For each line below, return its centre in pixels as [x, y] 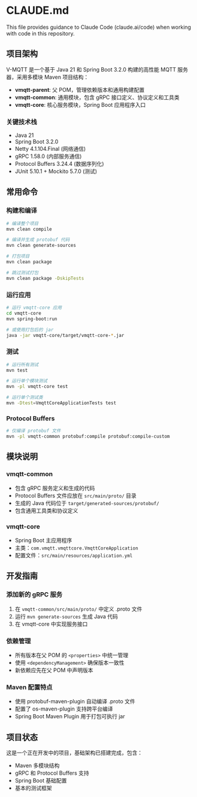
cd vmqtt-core [24, 313]
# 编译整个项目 [22, 223]
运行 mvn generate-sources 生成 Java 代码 [66, 616]
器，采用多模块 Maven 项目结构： [48, 77]
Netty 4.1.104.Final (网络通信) [50, 149]
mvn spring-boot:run [32, 319]
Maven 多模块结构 [37, 766]
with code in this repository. [40, 33]
